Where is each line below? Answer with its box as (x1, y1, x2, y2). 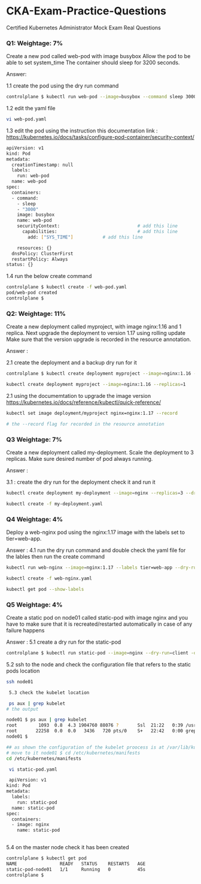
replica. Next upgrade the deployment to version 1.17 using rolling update (6, 330, 185, 337)
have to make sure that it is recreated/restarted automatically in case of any (6, 620, 193, 627)
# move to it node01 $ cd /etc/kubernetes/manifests (6, 750, 141, 756)
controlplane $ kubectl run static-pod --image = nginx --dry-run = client (6, 650, 188, 656)
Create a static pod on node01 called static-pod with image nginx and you (6, 614, 188, 621)
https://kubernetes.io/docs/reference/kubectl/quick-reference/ (6, 399, 162, 406)
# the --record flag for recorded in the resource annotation (6, 421, 165, 427)
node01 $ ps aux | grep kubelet (6, 717, 87, 723)
